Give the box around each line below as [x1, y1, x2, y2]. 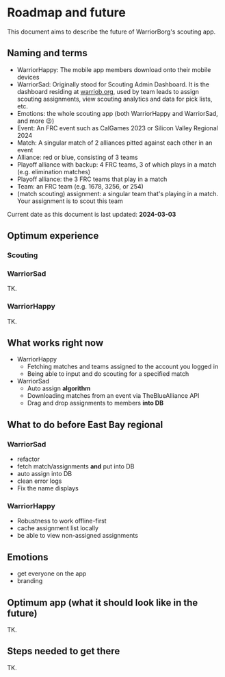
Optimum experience [7, 230, 99, 241]
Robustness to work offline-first [16, 516, 107, 525]
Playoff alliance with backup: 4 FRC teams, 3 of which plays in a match [16, 160, 217, 169]
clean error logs [16, 477, 62, 485]
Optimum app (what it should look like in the [7, 597, 198, 608]
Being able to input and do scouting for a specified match [27, 370, 189, 378]
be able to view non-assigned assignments [16, 532, 139, 540]
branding [16, 577, 43, 585]
